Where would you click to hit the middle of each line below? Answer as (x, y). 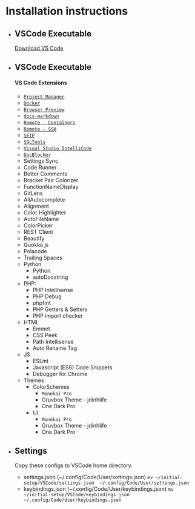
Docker (32, 103)
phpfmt (41, 302)
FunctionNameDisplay (51, 186)
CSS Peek (45, 335)
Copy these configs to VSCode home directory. (73, 465)
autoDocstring (50, 277)
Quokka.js (36, 245)
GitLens (33, 193)
